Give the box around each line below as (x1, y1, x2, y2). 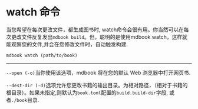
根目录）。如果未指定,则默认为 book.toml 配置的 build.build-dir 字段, (6, 89, 168, 96)
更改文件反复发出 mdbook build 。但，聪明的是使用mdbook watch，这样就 (11, 33, 187, 40)
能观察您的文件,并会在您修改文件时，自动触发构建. (6, 41, 128, 48)
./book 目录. (11, 96, 39, 103)
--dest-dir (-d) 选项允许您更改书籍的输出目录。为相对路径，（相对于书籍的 (6, 81, 188, 88)
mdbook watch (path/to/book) (6, 52, 78, 58)
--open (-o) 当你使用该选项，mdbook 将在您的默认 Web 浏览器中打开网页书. (6, 69, 191, 76)
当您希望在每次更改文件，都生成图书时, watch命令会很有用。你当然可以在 (6, 26, 184, 33)
